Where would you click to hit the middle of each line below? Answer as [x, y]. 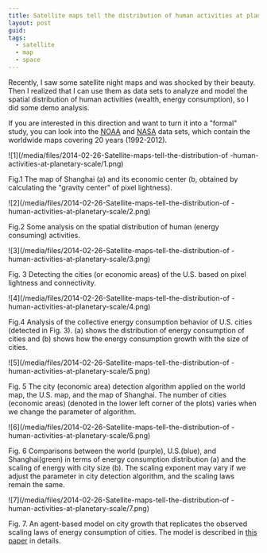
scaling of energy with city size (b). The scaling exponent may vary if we [127, 467]
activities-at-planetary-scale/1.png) [66, 163]
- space [28, 60]
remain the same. [37, 484]
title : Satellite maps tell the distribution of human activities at [126, 15]
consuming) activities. [44, 235]
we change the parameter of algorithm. [72, 411]
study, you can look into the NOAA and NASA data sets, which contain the [129, 131]
